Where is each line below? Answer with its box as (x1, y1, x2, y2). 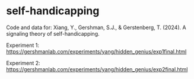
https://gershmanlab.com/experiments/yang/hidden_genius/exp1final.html (6, 48, 187, 55)
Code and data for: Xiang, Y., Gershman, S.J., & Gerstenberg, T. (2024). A (6, 24, 186, 31)
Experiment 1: (6, 42, 40, 49)
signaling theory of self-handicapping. (6, 30, 100, 37)
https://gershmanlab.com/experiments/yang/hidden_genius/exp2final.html (6, 65, 188, 72)
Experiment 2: (6, 59, 40, 67)
